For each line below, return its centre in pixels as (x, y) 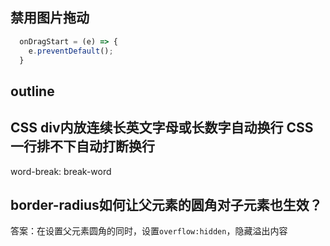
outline (32, 91)
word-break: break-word (61, 171)
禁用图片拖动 (50, 18)
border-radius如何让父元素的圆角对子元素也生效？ (166, 205)
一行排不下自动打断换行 (82, 146)
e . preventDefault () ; (71, 51)
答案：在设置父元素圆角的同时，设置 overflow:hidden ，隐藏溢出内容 (149, 231)
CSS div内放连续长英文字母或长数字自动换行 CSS (162, 128)
